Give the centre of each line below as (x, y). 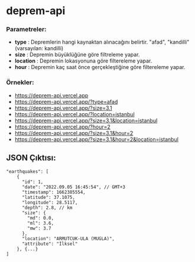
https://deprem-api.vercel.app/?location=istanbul (74, 114)
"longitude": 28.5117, (50, 202)
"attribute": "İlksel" (50, 244)
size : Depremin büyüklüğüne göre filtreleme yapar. (77, 55)
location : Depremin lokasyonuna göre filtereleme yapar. (83, 61)
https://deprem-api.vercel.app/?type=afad (66, 101)
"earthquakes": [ (27, 171)
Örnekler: (20, 83)
